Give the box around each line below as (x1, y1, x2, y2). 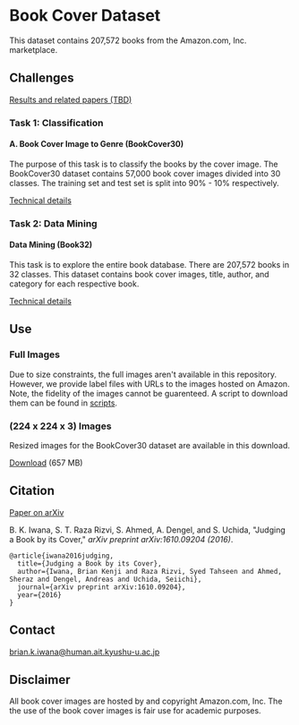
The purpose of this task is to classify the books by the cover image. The (9, 158, 278, 169)
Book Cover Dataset (9, 5, 161, 26)
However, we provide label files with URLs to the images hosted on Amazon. (9, 378, 290, 389)
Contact (9, 623, 56, 638)
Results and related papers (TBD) (9, 94, 132, 105)
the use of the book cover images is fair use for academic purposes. (9, 705, 261, 716)
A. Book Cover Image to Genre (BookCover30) (9, 139, 184, 149)
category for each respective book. (9, 278, 140, 289)
